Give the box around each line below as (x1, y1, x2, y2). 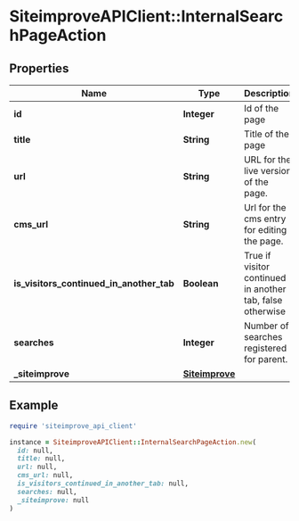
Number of (243, 319, 289, 332)
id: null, (17, 446, 53, 455)
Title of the (243, 128, 289, 140)
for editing (243, 224, 287, 236)
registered (243, 342, 287, 354)
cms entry (243, 212, 287, 225)
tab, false (243, 294, 283, 306)
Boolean (182, 277, 219, 289)
